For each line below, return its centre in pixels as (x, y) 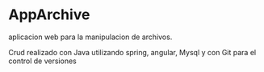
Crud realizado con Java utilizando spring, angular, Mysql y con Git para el (132, 52)
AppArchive (49, 15)
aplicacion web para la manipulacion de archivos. (90, 37)
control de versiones (42, 61)
